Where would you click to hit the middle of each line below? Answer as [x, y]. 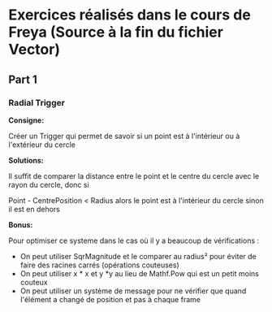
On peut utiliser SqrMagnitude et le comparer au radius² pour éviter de [138, 256]
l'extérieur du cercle [42, 145]
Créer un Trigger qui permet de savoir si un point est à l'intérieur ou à [124, 136]
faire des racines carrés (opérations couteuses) [100, 265]
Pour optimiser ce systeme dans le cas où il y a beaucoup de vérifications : [134, 240]
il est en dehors [35, 209]
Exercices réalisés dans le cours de [130, 15]
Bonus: [21, 224]
